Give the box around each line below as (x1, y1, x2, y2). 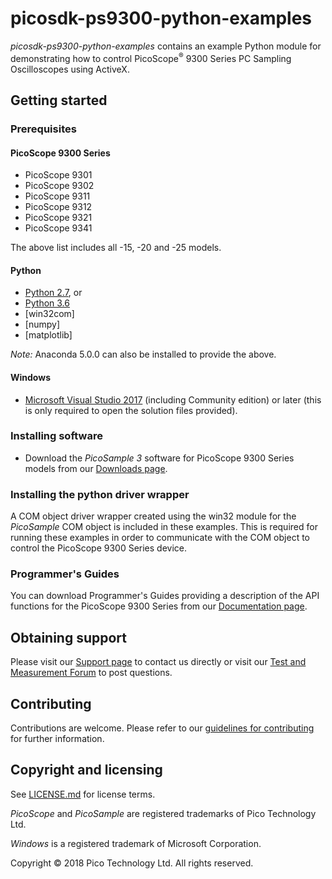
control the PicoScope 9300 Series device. (10, 542, 188, 554)
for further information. (10, 733, 105, 745)
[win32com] (24, 308, 75, 320)
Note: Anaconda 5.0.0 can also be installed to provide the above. (10, 348, 277, 361)
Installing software (10, 429, 103, 443)
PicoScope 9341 (24, 222, 93, 234)
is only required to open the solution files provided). (24, 404, 238, 416)
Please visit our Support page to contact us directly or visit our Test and (10, 656, 307, 668)
